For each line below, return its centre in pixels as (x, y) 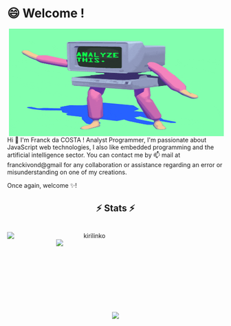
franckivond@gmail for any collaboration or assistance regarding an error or (115, 164)
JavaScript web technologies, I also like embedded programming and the (111, 147)
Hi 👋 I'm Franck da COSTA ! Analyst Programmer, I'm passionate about (107, 140)
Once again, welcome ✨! (42, 185)
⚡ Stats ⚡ (115, 208)
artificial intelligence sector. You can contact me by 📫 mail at (94, 155)
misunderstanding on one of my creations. (67, 172)
